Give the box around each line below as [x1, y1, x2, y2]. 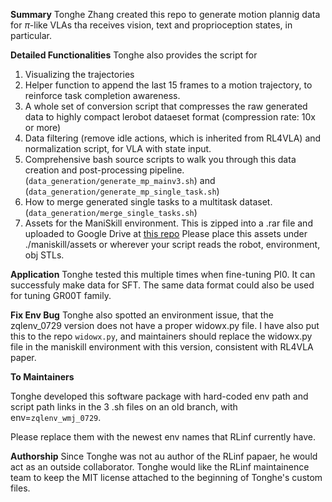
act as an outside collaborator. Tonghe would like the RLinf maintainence [10, 461, 310, 473]
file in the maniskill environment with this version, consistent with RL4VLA [10, 341, 314, 353]
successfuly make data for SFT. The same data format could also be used [10, 279, 315, 291]
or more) [24, 122, 62, 133]
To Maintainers [10, 371, 75, 383]
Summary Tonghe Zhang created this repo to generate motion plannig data [10, 9, 321, 20]
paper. [10, 352, 37, 363]
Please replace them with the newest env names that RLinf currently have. [10, 431, 317, 443]
